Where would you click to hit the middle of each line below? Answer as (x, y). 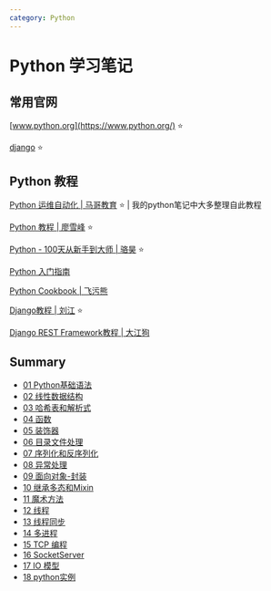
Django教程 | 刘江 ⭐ (46, 310)
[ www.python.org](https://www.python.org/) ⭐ (96, 125)
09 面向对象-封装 (55, 476)
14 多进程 (40, 534)
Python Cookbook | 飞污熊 (59, 291)
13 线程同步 (44, 522)
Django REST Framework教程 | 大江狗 (80, 333)
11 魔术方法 (43, 499)
